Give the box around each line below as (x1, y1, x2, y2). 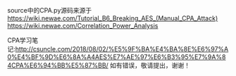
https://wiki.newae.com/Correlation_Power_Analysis (7, 22, 159, 30)
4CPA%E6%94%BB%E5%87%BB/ (7, 61, 109, 69)
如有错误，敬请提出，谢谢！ (110, 61, 191, 69)
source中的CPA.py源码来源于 (7, 6, 92, 14)
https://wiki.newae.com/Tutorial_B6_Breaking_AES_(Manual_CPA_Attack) (7, 14, 218, 23)
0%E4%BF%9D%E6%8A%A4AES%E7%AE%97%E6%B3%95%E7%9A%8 (7, 53, 226, 61)
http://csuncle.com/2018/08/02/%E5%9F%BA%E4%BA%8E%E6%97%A (15, 45, 229, 53)
